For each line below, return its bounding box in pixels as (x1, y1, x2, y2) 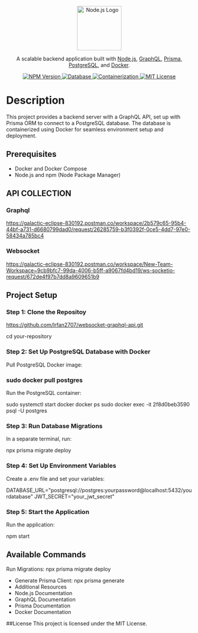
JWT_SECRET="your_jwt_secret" (34, 493, 115, 500)
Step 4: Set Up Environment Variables (6, 462, 116, 470)
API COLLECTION (6, 188, 72, 198)
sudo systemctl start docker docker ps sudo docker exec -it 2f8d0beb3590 (6, 401, 190, 408)
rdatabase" (6, 493, 34, 500)
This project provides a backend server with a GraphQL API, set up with (6, 113, 181, 120)
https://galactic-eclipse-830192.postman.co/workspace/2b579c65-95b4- (6, 220, 187, 227)
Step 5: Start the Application (6, 507, 90, 516)
